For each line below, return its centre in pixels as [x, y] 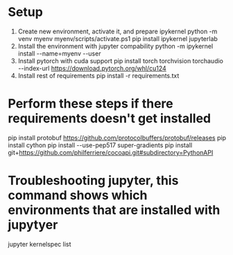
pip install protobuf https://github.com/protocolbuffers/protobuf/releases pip [117, 138]
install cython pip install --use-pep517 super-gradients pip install [100, 145]
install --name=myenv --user [59, 54]
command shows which [78, 196]
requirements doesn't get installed [110, 118]
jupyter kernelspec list [40, 244]
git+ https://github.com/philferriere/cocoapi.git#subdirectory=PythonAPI [111, 152]
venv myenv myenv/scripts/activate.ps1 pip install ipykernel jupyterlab [118, 38]
